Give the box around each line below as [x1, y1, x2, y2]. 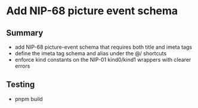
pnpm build [14, 95, 43, 102]
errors [14, 62, 30, 69]
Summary [6, 28, 44, 38]
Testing [6, 80, 35, 90]
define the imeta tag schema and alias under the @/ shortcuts [14, 50, 167, 57]
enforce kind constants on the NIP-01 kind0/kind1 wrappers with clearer [14, 56, 191, 63]
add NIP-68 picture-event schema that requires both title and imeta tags [14, 43, 193, 50]
